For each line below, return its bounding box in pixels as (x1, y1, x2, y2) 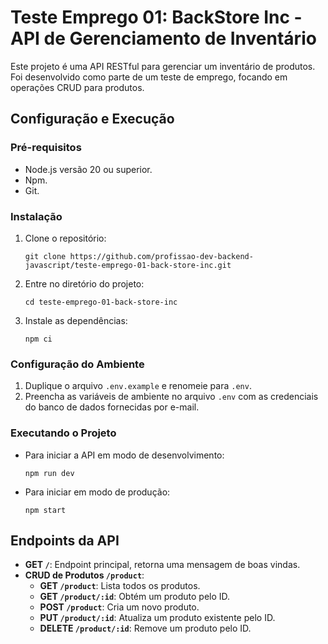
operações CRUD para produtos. (10, 81, 145, 93)
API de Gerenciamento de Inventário (10, 27, 317, 50)
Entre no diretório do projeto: (24, 277, 145, 290)
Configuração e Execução (10, 111, 175, 128)
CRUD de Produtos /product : (24, 569, 145, 581)
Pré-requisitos (10, 141, 82, 155)
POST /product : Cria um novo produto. (39, 601, 200, 613)
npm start (24, 505, 67, 515)
